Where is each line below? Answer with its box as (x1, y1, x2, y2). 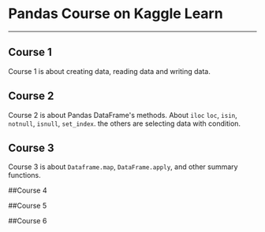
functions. (8, 171, 41, 180)
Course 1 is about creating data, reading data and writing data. (8, 66, 211, 75)
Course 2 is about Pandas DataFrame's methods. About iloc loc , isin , (8, 110, 238, 120)
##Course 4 (8, 186, 47, 195)
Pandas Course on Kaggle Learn (8, 5, 223, 23)
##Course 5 (8, 201, 47, 211)
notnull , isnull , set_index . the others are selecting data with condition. (8, 119, 241, 128)
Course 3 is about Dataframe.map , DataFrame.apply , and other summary (8, 162, 238, 171)
